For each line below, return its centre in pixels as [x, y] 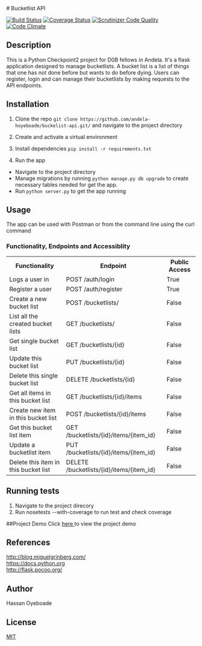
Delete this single [34, 376]
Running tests [33, 491]
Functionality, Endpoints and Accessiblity [68, 246]
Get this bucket [31, 427]
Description [29, 45]
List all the [23, 316]
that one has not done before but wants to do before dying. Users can [93, 72]
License [21, 622]
